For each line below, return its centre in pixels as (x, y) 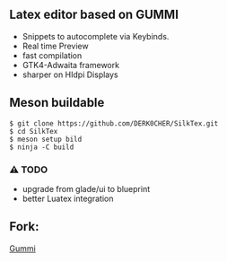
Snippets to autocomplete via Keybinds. (96, 36)
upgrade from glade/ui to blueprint (86, 188)
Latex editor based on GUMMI (94, 15)
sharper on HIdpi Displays (70, 74)
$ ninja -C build (42, 147)
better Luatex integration (68, 198)
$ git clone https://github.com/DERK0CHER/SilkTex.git (114, 123)
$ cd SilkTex (34, 131)
